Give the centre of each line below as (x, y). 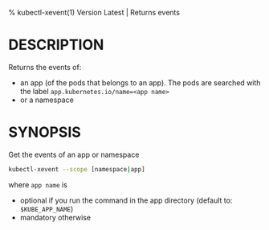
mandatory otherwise (55, 217)
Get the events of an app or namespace (74, 154)
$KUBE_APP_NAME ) (47, 208)
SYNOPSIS (45, 132)
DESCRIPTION (56, 45)
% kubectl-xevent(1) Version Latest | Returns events (94, 12)
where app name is (38, 184)
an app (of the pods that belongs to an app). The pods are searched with (140, 82)
